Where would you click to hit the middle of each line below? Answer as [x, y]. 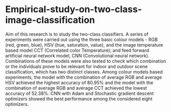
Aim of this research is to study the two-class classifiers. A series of [77, 34]
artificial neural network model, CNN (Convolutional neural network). [77, 55]
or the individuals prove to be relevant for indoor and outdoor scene [77, 66]
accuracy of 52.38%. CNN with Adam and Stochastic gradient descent [80, 93]
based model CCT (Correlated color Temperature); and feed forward [77, 50]
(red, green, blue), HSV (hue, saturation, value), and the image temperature [84, 45]
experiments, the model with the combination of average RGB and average [84, 77]
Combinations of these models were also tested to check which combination [86, 61]
